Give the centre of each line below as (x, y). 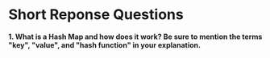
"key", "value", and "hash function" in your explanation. (105, 44)
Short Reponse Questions (96, 15)
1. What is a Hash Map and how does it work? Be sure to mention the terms (135, 37)
